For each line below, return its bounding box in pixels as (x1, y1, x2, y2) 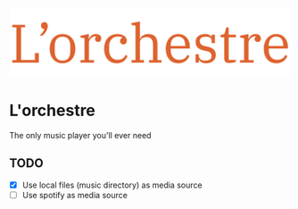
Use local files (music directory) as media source (21, 180, 203, 190)
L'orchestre (9, 101, 96, 121)
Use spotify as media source (21, 189, 128, 200)
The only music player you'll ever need (9, 130, 152, 140)
